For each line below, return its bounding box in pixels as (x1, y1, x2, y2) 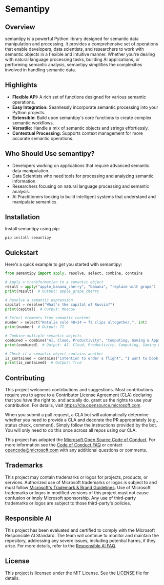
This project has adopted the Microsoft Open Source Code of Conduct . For (5, 437, 156, 443)
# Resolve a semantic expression (5, 298, 73, 303)
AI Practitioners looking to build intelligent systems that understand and (12, 194, 156, 200)
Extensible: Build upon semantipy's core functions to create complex (12, 115, 152, 121)
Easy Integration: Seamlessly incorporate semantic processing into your (12, 104, 159, 110)
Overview (5, 23, 36, 31)
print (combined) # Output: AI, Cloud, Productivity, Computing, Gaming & (5, 343, 161, 347)
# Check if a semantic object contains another (5, 351, 104, 356)
